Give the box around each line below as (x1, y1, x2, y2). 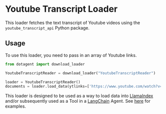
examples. (5, 103, 26, 109)
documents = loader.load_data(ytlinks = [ (5, 84, 90, 89)
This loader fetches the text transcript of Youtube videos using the (5, 20, 140, 26)
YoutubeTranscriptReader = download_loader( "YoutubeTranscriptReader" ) (5, 70, 156, 76)
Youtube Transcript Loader (5, 3, 118, 15)
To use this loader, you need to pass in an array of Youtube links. (5, 52, 137, 58)
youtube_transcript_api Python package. (5, 25, 90, 30)
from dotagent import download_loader (5, 61, 85, 67)
